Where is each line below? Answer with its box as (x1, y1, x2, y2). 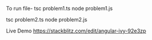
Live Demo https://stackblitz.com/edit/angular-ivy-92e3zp (6, 27, 146, 34)
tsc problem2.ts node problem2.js (6, 16, 88, 23)
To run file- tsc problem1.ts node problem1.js (6, 5, 113, 12)
